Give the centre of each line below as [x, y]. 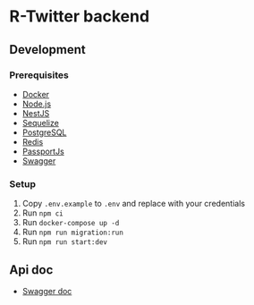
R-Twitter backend [80, 17]
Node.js [37, 104]
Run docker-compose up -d [71, 223]
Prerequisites [39, 75]
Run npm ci [43, 213]
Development [48, 50]
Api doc [31, 270]
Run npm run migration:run [72, 232]
